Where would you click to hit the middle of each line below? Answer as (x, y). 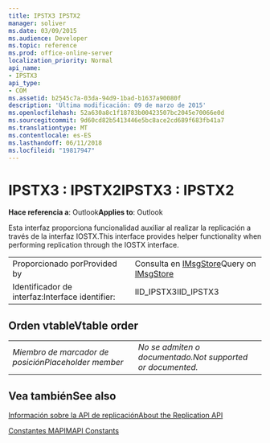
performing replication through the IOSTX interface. (94, 245)
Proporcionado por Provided (65, 264)
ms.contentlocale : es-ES (50, 135)
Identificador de (42, 287)
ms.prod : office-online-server (61, 53)
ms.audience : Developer (48, 38)
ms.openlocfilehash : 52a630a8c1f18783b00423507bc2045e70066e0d (117, 113)
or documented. (168, 367)
